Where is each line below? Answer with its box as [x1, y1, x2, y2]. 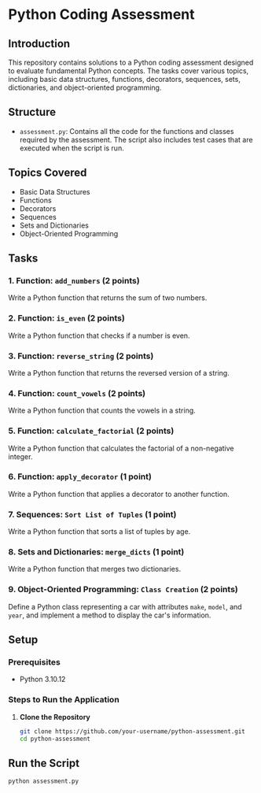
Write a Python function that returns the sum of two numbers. [8, 293, 208, 302]
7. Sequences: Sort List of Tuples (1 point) [8, 509, 177, 520]
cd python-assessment [19, 735, 90, 743]
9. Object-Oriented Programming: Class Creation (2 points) [8, 584, 238, 595]
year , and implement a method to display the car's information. [8, 610, 211, 620]
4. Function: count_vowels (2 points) [8, 387, 146, 398]
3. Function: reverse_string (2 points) [8, 350, 154, 361]
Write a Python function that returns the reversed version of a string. [8, 368, 230, 377]
